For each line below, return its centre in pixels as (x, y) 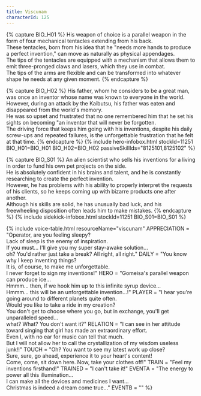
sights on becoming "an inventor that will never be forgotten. (81, 122)
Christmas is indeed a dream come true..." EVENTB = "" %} (79, 388)
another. (16, 198)
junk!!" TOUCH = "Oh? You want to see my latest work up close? (86, 349)
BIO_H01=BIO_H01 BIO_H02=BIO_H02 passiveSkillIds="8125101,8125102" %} (101, 148)
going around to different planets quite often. (61, 298)
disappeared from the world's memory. (55, 110)
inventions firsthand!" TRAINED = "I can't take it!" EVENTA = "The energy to (100, 368)
